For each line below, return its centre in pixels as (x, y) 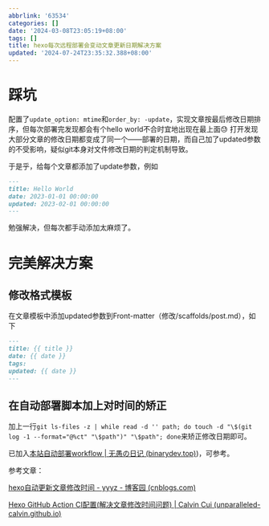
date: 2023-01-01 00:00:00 (53, 196)
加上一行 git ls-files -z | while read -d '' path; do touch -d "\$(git (130, 426)
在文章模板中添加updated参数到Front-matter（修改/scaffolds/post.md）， (128, 316)
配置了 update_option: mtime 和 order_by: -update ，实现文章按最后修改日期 (131, 119)
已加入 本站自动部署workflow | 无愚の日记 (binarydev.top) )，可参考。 (121, 454)
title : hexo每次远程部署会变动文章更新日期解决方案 (85, 46)
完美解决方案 (51, 263)
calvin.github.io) (35, 514)
